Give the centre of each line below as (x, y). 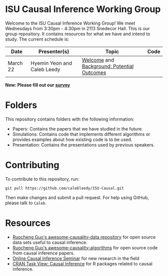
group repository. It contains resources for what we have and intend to (78, 34)
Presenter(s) (54, 51)
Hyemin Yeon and (51, 63)
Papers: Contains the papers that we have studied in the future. (78, 128)
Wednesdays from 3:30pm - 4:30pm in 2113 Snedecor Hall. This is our (77, 28)
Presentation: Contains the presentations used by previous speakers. (83, 145)
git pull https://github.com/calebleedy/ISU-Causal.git (64, 188)
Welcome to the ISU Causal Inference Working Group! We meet (70, 23)
